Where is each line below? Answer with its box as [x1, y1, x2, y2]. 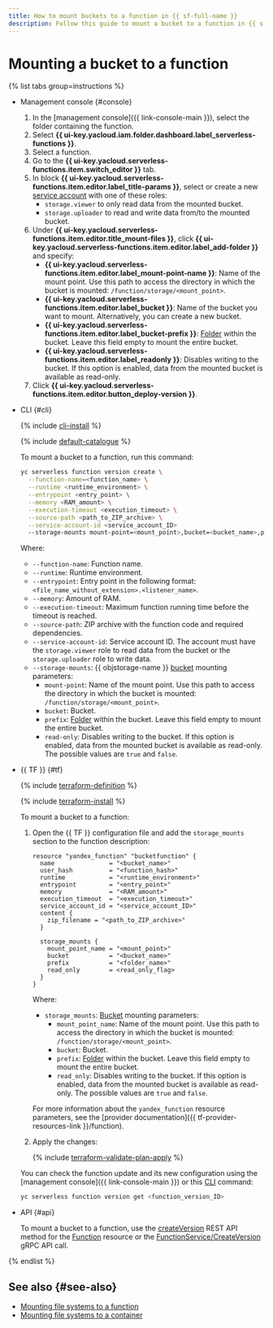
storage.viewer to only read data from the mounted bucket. [44, 199, 244, 209]
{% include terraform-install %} [19, 796, 126, 806]
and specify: [32, 251, 75, 261]
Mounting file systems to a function [19, 1302, 139, 1311]
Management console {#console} [19, 97, 132, 107]
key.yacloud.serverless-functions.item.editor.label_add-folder [32, 242, 250, 252]
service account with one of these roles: [32, 190, 168, 200]
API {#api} [19, 1208, 55, 1217]
